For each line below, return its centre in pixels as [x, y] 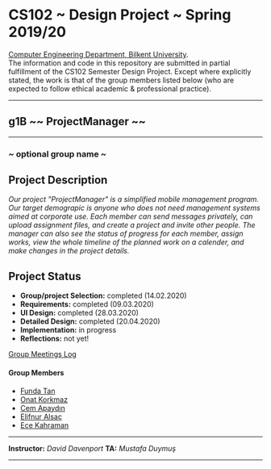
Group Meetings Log [42, 354]
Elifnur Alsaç [41, 417]
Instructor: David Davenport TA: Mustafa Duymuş [92, 448]
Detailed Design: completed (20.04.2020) [90, 321]
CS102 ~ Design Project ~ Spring [120, 15]
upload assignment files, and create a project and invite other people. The [132, 225]
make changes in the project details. [69, 251]
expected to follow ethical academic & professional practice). [110, 88]
